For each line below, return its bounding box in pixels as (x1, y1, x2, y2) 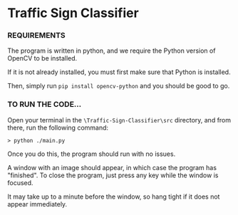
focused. (7, 178, 33, 187)
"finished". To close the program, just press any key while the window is (7, 171, 219, 179)
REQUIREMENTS (7, 31, 66, 41)
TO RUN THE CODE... (7, 100, 82, 110)
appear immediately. (7, 199, 68, 208)
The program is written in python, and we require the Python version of (7, 46, 216, 55)
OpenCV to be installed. (7, 54, 78, 63)
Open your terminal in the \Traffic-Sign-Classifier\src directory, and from (7, 115, 232, 124)
